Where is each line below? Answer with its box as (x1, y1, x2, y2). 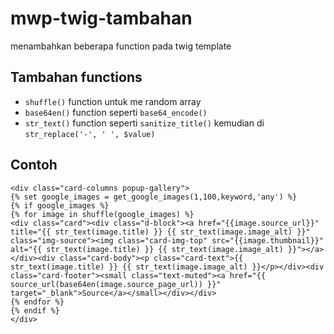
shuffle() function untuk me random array (24, 95, 202, 107)
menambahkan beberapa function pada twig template (10, 40, 232, 52)
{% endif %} (10, 305, 60, 316)
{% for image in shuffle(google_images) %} (10, 209, 195, 219)
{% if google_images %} (10, 200, 110, 211)
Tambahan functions (10, 69, 143, 86)
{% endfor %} (10, 297, 65, 307)
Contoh (10, 157, 58, 174)
